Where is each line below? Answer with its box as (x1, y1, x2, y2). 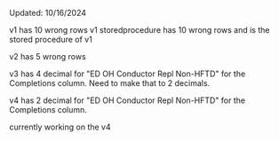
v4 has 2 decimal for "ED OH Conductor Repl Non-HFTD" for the (9, 95, 246, 106)
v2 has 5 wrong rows (9, 51, 86, 61)
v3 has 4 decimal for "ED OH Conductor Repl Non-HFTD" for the (9, 68, 246, 79)
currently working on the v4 (9, 121, 111, 132)
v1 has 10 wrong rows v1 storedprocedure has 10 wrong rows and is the (9, 25, 270, 35)
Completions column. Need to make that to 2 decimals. (9, 78, 211, 88)
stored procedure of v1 (9, 35, 93, 44)
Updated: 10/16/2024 (9, 8, 87, 18)
